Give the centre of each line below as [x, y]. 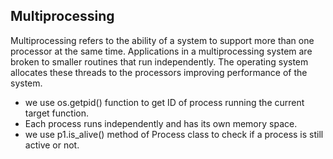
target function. [57, 113]
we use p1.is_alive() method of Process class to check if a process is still [174, 134]
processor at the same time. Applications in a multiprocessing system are [161, 51]
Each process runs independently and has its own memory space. [161, 123]
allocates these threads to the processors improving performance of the [159, 72]
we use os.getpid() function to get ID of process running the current [164, 102]
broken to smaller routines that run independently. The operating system [159, 61]
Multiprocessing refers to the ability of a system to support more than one [162, 40]
